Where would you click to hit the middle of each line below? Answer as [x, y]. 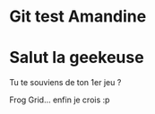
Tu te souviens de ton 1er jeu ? [65, 83]
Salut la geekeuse [77, 58]
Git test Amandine [78, 17]
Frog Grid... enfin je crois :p [60, 100]
